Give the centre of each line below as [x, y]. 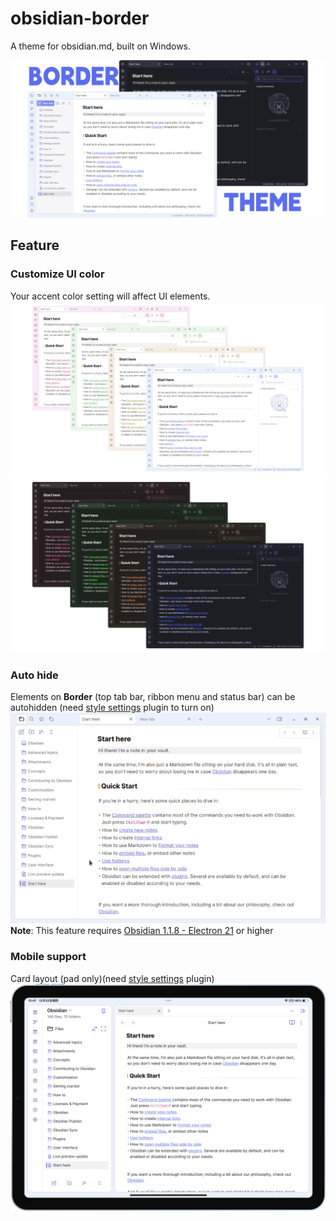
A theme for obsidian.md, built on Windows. [101, 46]
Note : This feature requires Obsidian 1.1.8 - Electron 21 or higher [142, 931]
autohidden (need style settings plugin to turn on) [112, 708]
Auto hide [34, 675]
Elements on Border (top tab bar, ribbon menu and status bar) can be [153, 697]
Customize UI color [57, 274]
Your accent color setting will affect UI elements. [110, 296]
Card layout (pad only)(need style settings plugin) [112, 978]
